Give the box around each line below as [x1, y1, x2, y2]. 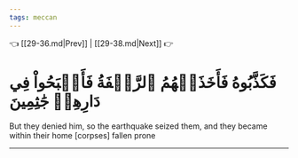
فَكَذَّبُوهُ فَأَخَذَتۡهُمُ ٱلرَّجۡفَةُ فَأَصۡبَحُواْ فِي [9, 72, 277, 92]
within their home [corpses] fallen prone [9, 130, 156, 140]
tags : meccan [9, 12, 58, 22]
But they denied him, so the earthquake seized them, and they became [9, 121, 268, 131]
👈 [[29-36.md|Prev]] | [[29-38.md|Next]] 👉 [9, 37, 174, 49]
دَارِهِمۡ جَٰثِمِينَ [9, 91, 100, 111]
